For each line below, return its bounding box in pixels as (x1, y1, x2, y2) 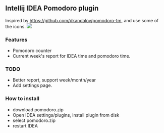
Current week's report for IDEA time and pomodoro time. (12, 53, 131, 59)
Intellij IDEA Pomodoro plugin (5, 4, 99, 13)
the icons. (5, 23, 26, 29)
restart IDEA (12, 122, 38, 128)
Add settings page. (12, 82, 52, 88)
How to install (5, 95, 39, 102)
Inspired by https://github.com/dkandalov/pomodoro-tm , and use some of (5, 17, 159, 23)
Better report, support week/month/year (12, 77, 96, 83)
